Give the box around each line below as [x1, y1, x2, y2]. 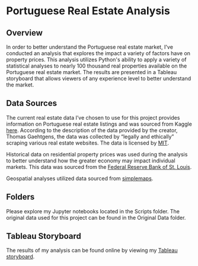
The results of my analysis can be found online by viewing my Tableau [6, 247, 178, 254]
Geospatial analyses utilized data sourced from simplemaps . [6, 175, 154, 182]
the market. [6, 81, 34, 88]
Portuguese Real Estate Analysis [6, 4, 170, 18]
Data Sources [6, 98, 58, 108]
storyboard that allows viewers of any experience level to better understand [6, 75, 191, 82]
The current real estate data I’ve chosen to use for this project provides [6, 114, 180, 121]
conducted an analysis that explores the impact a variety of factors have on [6, 50, 191, 57]
